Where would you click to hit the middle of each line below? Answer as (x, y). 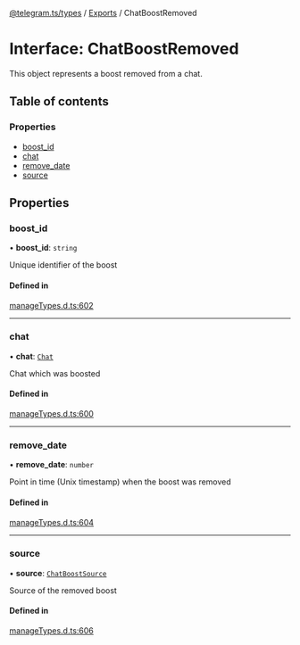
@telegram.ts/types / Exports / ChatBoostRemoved (104, 13)
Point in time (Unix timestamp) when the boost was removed (121, 482)
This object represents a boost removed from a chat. (106, 73)
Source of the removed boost (63, 590)
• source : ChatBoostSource (58, 573)
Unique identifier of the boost (63, 265)
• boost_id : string (43, 248)
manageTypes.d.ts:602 (51, 305)
